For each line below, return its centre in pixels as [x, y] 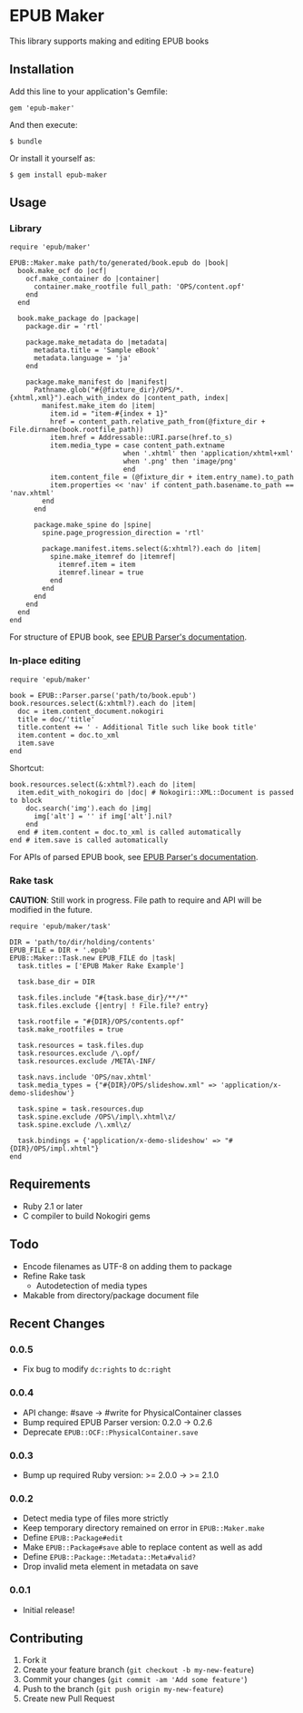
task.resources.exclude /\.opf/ [79, 1053]
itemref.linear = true [101, 573]
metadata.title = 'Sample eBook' [97, 350]
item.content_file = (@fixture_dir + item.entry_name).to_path [172, 477]
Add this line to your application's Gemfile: [88, 91]
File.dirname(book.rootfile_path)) [77, 430]
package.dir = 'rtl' [64, 327]
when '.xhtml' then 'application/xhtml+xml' [209, 454]
